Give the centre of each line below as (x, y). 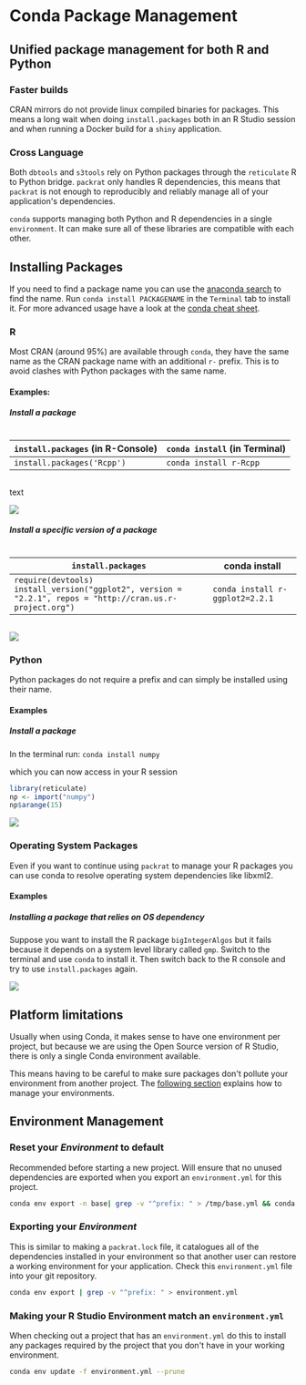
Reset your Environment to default (87, 1147)
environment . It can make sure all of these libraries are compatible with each (152, 229)
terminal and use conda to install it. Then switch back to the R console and (148, 959)
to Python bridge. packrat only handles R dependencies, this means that (145, 182)
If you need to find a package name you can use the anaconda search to (146, 289)
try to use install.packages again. (74, 969)
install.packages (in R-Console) (86, 448)
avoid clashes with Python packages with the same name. (118, 371)
